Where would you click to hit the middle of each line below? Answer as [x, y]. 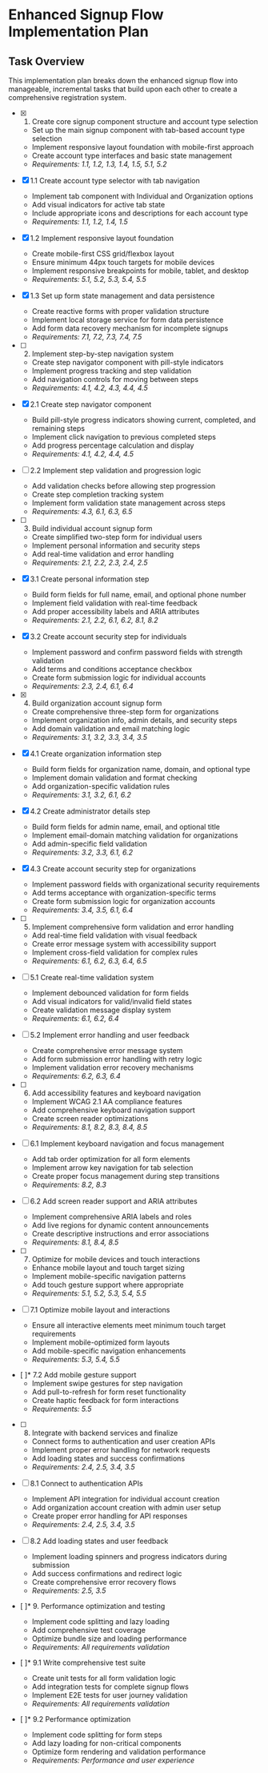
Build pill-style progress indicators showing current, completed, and [144, 420]
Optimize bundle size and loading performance [109, 1638]
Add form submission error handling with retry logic [117, 1059]
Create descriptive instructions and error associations [120, 1234]
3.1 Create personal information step [90, 579]
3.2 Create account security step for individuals [108, 637]
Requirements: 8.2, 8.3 [69, 1184]
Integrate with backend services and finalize [105, 1433]
